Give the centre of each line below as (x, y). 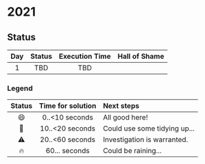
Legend (20, 88)
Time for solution (68, 106)
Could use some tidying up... (149, 128)
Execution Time (85, 56)
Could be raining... (132, 151)
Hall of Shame (141, 56)
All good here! (125, 118)
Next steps (121, 106)
